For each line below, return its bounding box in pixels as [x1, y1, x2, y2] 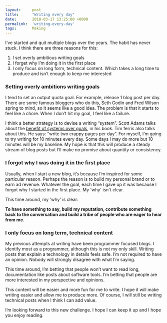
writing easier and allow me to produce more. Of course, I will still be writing [5, 292, 162, 298]
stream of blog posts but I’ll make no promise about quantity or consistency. [5, 147, 162, 153]
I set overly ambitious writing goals [12, 55, 85, 61]
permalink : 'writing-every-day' [5, 21, 75, 27]
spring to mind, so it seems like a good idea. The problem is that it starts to [5, 105, 159, 111]
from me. [5, 216, 25, 223]
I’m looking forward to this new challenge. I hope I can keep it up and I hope [5, 307, 161, 313]
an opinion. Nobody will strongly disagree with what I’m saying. [5, 256, 135, 263]
